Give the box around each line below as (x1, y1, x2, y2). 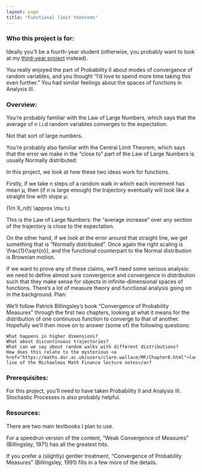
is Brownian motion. (6, 254, 55, 261)
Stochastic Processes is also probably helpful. (6, 394, 121, 401)
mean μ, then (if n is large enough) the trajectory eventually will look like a (6, 186, 189, 194)
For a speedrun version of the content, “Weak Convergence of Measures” (6, 434, 189, 441)
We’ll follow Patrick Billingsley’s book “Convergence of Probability (6, 303, 170, 310)
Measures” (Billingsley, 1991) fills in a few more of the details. (6, 459, 158, 466)
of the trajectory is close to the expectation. (6, 222, 114, 230)
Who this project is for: (6, 34, 75, 43)
